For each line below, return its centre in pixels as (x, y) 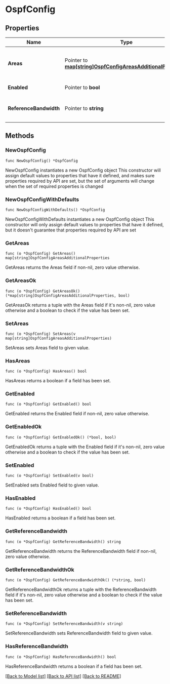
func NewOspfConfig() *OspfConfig (42, 160)
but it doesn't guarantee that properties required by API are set (71, 230)
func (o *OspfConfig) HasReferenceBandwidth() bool (61, 657)
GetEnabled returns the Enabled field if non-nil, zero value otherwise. (77, 414)
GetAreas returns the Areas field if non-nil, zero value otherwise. (73, 267)
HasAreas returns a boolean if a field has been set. (58, 381)
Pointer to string (84, 108)
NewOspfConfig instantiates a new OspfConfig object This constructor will (83, 170)
